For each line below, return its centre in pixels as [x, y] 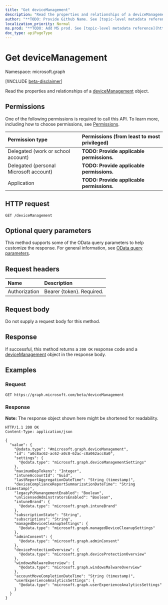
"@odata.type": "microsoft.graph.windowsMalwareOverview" [80, 567]
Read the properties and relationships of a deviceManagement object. [77, 91]
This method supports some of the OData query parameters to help [74, 242]
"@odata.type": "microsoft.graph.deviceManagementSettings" [82, 462]
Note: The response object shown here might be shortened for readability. [82, 418]
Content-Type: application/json [39, 431]
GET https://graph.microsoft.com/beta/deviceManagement [64, 395]
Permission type [28, 139]
